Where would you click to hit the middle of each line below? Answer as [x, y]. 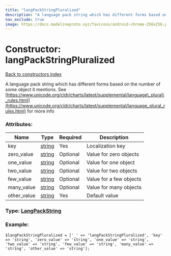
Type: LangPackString [33, 211]
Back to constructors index [34, 74]
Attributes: [19, 124]
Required [70, 137]
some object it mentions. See [36, 90]
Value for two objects [112, 171]
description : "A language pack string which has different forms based [83, 15]
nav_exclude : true [25, 19]
